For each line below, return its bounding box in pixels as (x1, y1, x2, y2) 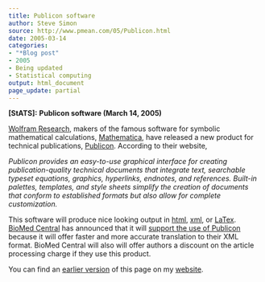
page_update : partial (8, 86, 81, 95)
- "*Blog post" (8, 49, 60, 57)
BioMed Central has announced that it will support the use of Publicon (8, 223, 241, 233)
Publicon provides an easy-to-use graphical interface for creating (8, 157, 228, 166)
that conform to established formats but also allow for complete (8, 190, 222, 201)
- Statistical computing (8, 72, 92, 80)
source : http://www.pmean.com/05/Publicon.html (8, 27, 172, 35)
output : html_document (8, 79, 85, 87)
